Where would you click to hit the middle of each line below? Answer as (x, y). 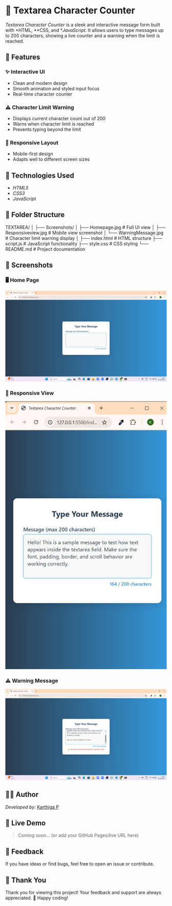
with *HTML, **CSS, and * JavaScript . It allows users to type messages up (84, 30)
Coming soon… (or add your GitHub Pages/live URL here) (78, 835)
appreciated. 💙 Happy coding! (37, 898)
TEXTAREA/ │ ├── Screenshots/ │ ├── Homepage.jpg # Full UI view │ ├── (85, 227)
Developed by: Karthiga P (32, 807)
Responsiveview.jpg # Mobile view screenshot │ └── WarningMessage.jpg (84, 233)
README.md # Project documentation (45, 249)
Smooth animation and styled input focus (56, 88)
